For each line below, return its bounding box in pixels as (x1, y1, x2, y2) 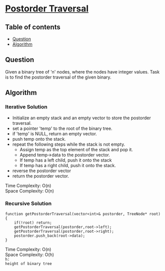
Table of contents (5, 23, 60, 31)
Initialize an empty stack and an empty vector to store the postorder (12, 115, 151, 121)
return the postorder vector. (12, 173, 69, 179)
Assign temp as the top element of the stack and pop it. (19, 146, 133, 152)
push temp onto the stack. (12, 136, 66, 142)
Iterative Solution (5, 103, 48, 110)
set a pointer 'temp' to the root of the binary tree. (12, 125, 112, 131)
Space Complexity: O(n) (5, 187, 55, 194)
